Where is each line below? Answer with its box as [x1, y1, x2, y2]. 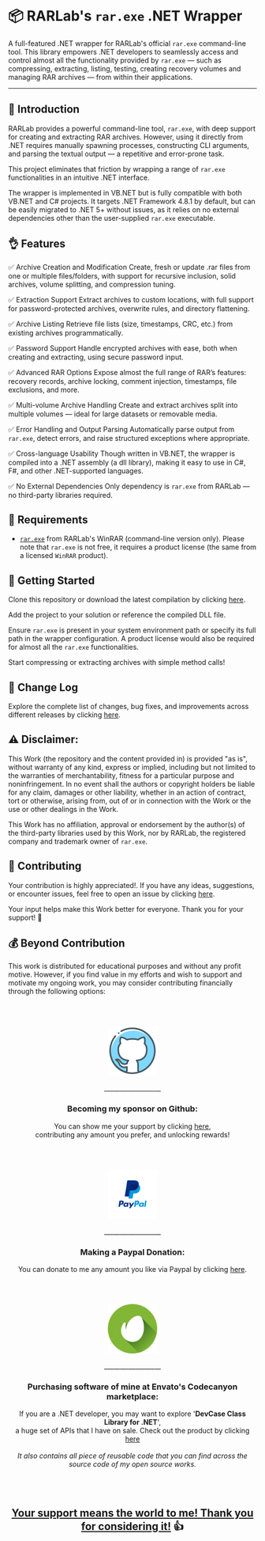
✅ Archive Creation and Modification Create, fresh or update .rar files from [8, 262, 251, 271]
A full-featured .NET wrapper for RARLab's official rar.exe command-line [8, 38, 247, 48]
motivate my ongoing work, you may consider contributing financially [8, 978, 233, 988]
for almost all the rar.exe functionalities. [8, 643, 140, 652]
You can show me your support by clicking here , [54, 1122, 211, 1131]
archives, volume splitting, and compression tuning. [8, 279, 176, 289]
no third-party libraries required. [8, 490, 113, 499]
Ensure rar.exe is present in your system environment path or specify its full [8, 625, 256, 635]
